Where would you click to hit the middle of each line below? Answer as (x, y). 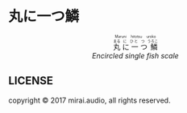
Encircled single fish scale (135, 55)
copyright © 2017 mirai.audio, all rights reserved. (89, 100)
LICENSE (31, 81)
